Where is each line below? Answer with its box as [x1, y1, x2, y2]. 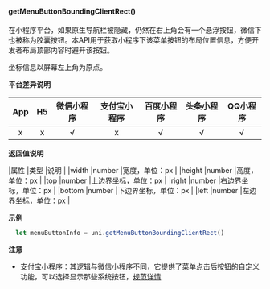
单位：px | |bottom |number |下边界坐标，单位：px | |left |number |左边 [22, 186, 257, 196]
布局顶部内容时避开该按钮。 [22, 45, 114, 56]
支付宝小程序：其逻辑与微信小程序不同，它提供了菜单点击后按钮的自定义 [19, 262, 260, 271]
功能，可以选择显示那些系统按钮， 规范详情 [19, 272, 162, 282]
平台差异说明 [8, 80, 51, 89]
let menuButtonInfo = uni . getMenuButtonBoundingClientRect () [15, 229, 225, 237]
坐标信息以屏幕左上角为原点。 [8, 63, 107, 72]
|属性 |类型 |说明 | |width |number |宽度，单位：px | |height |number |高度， [8, 166, 258, 175]
